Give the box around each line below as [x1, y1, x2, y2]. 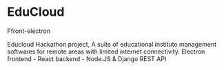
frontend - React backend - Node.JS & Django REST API [7, 54, 167, 62]
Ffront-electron [7, 27, 50, 35]
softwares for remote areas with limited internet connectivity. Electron [7, 47, 205, 56]
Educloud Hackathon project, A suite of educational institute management [7, 40, 217, 48]
